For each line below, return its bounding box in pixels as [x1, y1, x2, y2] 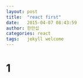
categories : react [6, 31, 51, 37]
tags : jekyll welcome [6, 36, 64, 42]
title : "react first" [6, 14, 61, 20]
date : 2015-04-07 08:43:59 [6, 19, 77, 25]
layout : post [6, 8, 38, 15]
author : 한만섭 [6, 25, 40, 31]
